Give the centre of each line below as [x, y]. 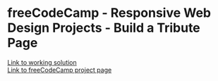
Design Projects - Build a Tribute [104, 28]
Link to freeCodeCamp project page [60, 70]
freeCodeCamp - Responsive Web [109, 13]
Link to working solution [42, 62]
